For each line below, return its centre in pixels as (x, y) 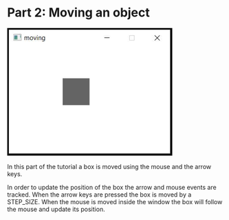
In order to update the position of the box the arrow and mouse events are (112, 187)
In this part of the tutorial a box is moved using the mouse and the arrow (109, 166)
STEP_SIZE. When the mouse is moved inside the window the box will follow (115, 201)
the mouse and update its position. (56, 209)
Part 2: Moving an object (78, 13)
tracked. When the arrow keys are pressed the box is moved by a (99, 195)
